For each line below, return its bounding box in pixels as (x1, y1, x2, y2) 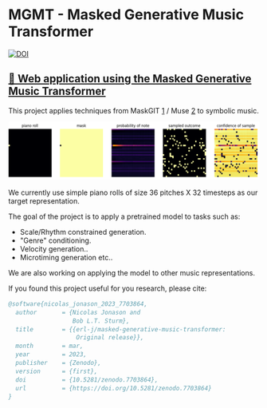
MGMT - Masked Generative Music (8, 6, 245, 24)
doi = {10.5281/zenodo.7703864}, (15, 375, 159, 384)
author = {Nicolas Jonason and (15, 308, 141, 316)
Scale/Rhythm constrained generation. (19, 227, 147, 236)
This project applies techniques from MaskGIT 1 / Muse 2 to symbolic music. (8, 105, 259, 115)
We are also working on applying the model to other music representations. (8, 267, 255, 277)
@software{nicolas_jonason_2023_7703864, (8, 299, 148, 308)
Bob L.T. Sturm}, (72, 317, 130, 325)
